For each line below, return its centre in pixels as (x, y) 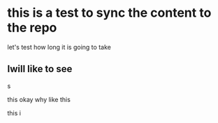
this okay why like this (39, 99)
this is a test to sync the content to (109, 13)
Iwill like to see (40, 69)
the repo (32, 28)
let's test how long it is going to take (59, 47)
